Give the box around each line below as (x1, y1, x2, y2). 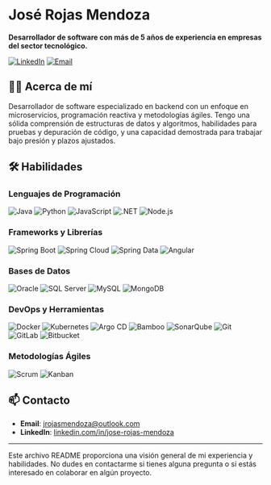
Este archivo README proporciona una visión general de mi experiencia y (8, 450, 253, 461)
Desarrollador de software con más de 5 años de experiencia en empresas (8, 32, 262, 42)
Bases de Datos (8, 265, 71, 276)
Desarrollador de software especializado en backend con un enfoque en (8, 101, 248, 111)
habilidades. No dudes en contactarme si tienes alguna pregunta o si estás (8, 459, 256, 469)
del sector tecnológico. (8, 40, 88, 50)
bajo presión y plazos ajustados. (8, 136, 116, 145)
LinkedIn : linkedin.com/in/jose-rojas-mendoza (19, 428, 175, 437)
